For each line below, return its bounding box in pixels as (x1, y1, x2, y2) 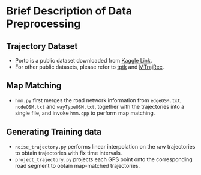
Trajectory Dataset (6, 41, 78, 51)
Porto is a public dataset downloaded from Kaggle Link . (14, 57, 152, 64)
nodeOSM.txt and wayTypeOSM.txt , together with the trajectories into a (14, 103, 185, 110)
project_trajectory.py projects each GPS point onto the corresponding (14, 155, 193, 163)
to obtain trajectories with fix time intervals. (14, 149, 122, 156)
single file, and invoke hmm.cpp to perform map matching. (14, 109, 155, 117)
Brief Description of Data (6, 4, 133, 18)
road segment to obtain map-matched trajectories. (14, 162, 140, 169)
